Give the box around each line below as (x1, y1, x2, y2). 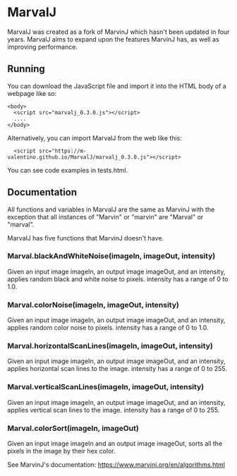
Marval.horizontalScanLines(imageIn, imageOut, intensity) (7, 341, 213, 351)
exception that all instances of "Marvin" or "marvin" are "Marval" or (7, 212, 204, 221)
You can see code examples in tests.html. (7, 166, 128, 174)
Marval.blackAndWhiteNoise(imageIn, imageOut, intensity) (7, 251, 216, 261)
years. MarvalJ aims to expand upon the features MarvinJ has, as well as (7, 35, 220, 43)
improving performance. (7, 42, 78, 51)
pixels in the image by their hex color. (7, 447, 116, 456)
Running (7, 63, 46, 75)
